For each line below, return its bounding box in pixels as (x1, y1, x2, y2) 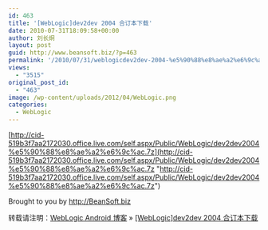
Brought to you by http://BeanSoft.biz (8, 196, 132, 206)
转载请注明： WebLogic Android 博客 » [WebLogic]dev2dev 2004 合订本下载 (8, 213, 258, 222)
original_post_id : (8, 78, 69, 86)
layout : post (8, 42, 52, 50)
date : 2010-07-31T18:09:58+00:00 (8, 26, 120, 34)
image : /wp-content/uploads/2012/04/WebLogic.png (8, 93, 177, 101)
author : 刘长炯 (8, 34, 55, 42)
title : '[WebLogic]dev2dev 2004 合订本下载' (8, 19, 153, 27)
